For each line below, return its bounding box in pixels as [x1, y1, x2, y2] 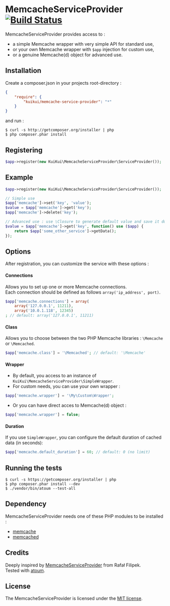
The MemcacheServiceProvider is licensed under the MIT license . [5, 595, 143, 601]
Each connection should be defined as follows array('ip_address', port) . [5, 289, 161, 295]
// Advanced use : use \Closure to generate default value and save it [5, 219, 159, 224]
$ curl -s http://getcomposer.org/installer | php [5, 128, 114, 133]
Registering [5, 146, 43, 154]
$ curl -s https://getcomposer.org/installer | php [5, 477, 116, 482]
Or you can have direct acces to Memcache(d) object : [12, 402, 126, 409]
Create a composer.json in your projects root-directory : [5, 80, 122, 86]
